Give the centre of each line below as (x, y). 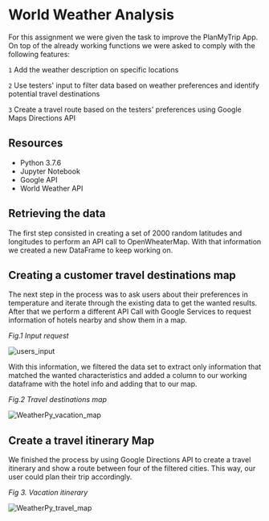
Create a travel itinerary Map (82, 440)
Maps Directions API (42, 117)
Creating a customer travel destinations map (122, 275)
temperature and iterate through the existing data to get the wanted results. (133, 303)
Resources (36, 144)
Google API (39, 179)
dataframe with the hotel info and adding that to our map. (103, 384)
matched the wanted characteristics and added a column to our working (128, 375)
